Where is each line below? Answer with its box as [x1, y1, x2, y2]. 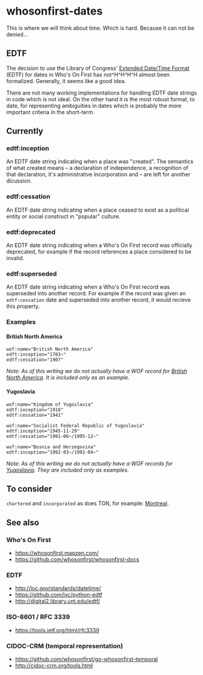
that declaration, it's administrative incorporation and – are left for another [6, 171, 191, 178]
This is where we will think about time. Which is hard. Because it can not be [6, 24, 195, 32]
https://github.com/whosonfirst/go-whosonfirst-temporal [15, 656, 158, 663]
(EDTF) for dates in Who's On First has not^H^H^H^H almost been [6, 71, 170, 78]
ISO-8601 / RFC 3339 [6, 613, 70, 621]
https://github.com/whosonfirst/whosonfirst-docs [15, 556, 139, 563]
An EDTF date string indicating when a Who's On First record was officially [6, 241, 193, 249]
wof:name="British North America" [6, 346, 94, 352]
